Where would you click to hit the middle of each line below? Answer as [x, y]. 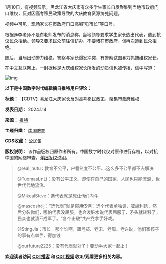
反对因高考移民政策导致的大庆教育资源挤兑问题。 [72, 13]
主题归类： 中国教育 [25, 130]
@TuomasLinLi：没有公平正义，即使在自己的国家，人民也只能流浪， [86, 179]
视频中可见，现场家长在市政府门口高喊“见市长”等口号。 [61, 24]
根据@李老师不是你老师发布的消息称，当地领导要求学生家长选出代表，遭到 [81, 34]
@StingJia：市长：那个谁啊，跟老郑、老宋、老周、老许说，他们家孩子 [88, 229]
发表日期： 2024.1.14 [26, 109]
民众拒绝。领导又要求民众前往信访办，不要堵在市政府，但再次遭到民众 [81, 41]
